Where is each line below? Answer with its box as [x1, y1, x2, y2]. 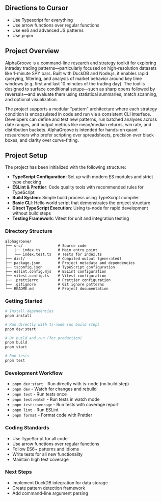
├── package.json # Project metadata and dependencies [5, 260, 135, 265]
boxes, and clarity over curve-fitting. [5, 137, 79, 143]
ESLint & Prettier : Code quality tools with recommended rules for [12, 184, 144, 190]
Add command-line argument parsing [12, 490, 88, 496]
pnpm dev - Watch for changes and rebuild [12, 386, 97, 392]
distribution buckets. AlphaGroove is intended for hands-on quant [5, 127, 138, 132]
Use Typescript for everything [12, 17, 73, 23]
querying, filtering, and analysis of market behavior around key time [5, 76, 142, 81]
